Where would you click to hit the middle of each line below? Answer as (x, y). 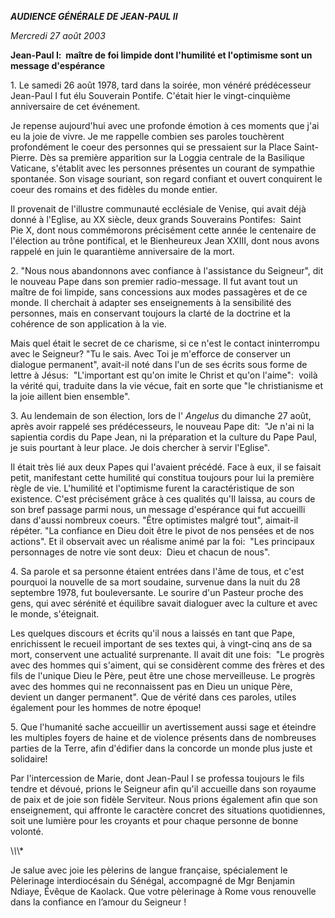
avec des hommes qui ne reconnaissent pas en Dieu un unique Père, (151, 686)
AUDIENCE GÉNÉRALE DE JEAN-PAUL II (94, 16)
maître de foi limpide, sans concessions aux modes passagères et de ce (159, 292)
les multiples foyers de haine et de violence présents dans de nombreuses (163, 737)
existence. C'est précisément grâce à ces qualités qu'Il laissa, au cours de (163, 499)
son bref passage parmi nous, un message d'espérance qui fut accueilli (158, 509)
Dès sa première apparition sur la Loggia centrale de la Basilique (172, 157)
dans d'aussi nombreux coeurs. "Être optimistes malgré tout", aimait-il (154, 520)
